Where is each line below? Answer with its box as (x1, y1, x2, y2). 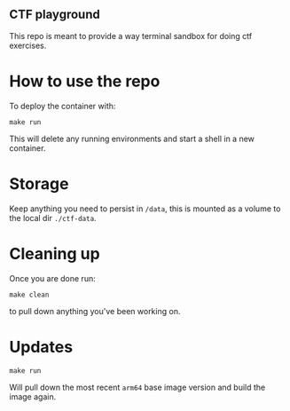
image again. (9, 391, 57, 402)
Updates (9, 336, 74, 357)
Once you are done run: (9, 273, 96, 283)
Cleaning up (9, 243, 100, 264)
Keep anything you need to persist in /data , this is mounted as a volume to (9, 203, 281, 214)
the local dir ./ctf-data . (9, 212, 97, 223)
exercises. (9, 40, 47, 51)
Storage (9, 173, 69, 194)
